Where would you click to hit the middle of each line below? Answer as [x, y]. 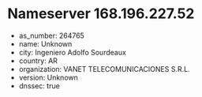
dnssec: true [39, 86]
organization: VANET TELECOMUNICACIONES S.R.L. [104, 69]
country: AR [38, 61]
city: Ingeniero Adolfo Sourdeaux [73, 52]
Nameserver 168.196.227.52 [101, 14]
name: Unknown [45, 43]
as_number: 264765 [51, 35]
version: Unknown [48, 77]
